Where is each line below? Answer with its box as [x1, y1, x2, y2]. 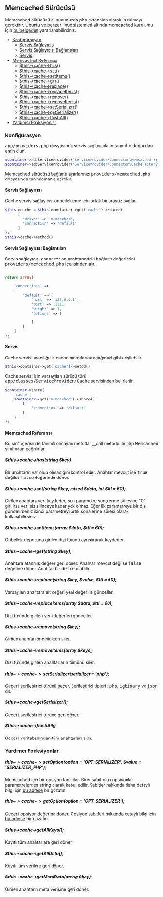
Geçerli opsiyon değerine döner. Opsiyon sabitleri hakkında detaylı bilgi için [5, 811, 156, 817]
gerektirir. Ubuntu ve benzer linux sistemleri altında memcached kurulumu [5, 22, 153, 28]
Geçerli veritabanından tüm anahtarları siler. [5, 735, 93, 741]
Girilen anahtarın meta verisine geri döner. [5, 886, 90, 892]
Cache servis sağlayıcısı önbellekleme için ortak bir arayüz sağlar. [5, 198, 137, 204]
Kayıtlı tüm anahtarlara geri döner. [5, 839, 73, 845]
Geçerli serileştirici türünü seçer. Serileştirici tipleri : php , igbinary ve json [5, 683, 158, 689]
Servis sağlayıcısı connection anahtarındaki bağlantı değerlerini [5, 256, 135, 262]
